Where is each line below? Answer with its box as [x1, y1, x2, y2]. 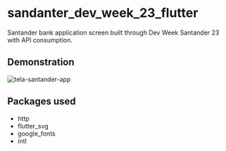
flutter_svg [17, 121, 49, 130]
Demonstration [7, 56, 75, 68]
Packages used [7, 95, 76, 107]
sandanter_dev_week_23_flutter [7, 5, 199, 21]
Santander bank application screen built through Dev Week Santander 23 [7, 28, 220, 37]
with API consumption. [7, 35, 73, 44]
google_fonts [17, 129, 56, 138]
